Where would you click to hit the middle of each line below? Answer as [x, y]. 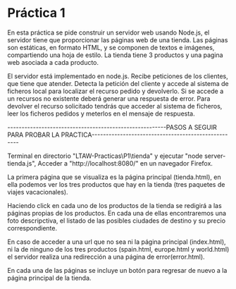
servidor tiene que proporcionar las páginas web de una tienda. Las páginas [118, 39]
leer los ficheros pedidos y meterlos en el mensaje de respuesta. [101, 113]
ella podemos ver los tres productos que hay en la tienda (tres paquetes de [116, 184]
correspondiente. [32, 228]
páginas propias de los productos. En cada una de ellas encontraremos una [117, 213]
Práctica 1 [36, 13]
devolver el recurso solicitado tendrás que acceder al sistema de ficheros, [115, 106]
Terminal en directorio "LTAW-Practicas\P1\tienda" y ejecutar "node [105, 156]
